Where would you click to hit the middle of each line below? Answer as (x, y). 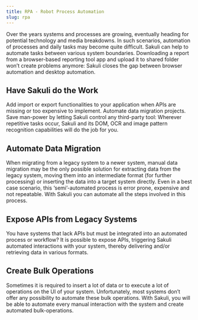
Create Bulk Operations (50, 271)
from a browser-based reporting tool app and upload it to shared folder (92, 59)
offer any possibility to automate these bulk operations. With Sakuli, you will (98, 297)
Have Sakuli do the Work (52, 90)
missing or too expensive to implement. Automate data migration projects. (96, 111)
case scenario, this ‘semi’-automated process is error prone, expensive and (98, 188)
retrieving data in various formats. (47, 252)
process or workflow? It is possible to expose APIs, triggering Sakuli (89, 239)
